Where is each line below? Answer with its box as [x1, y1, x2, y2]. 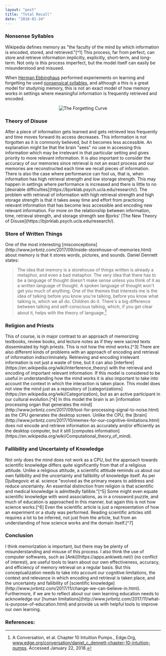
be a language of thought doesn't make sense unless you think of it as [17, 277, 161, 283]
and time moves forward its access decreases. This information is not [5, 134, 147, 140]
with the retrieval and [109, 365, 152, 371]
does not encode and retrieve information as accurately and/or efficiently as [5, 423, 160, 429]
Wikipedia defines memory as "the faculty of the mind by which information [5, 44, 159, 50]
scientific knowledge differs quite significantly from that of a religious [5, 462, 147, 468]
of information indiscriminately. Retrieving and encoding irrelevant [5, 354, 139, 360]
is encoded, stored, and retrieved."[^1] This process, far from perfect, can [5, 49, 155, 55]
